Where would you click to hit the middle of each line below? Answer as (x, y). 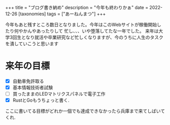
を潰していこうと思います (32, 44)
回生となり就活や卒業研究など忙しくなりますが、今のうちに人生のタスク (88, 37)
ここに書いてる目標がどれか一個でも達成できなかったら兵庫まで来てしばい (83, 111)
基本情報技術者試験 (33, 87)
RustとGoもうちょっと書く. (41, 100)
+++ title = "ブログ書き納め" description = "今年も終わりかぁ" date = (77, 7)
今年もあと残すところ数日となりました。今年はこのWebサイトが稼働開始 (81, 25)
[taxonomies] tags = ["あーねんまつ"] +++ (62, 14)
